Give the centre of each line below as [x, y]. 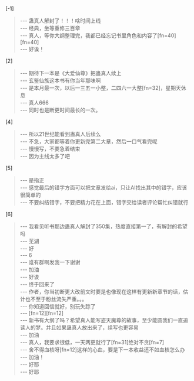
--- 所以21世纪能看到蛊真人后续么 [60, 134]
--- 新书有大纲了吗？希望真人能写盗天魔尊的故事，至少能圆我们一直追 [104, 320]
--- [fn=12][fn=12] [42, 313]
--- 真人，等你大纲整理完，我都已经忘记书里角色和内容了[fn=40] [98, 35]
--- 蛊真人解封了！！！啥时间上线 [60, 21]
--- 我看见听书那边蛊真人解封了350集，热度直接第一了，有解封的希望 [103, 226]
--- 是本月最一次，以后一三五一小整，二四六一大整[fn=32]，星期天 [101, 88]
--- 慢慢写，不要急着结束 [50, 149]
